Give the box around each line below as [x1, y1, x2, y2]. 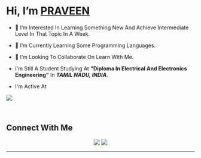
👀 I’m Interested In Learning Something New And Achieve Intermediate [14, 24, 189, 31]
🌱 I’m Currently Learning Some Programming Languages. [14, 42, 156, 49]
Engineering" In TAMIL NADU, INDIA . [14, 71, 109, 78]
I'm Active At [14, 82, 47, 90]
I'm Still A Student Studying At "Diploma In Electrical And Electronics [14, 64, 187, 72]
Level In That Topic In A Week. [14, 30, 90, 37]
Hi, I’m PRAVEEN [6, 4, 90, 18]
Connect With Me [6, 123, 73, 133]
